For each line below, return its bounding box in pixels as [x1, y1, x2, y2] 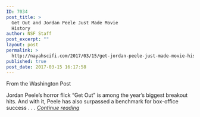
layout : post [6, 42, 39, 48]
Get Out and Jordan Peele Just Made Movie [11, 20, 118, 26]
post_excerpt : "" [6, 36, 49, 42]
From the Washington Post [6, 80, 71, 87]
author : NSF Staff [6, 31, 52, 37]
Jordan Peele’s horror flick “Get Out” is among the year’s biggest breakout [6, 91, 188, 99]
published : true [6, 58, 46, 64]
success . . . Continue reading [6, 105, 80, 112]
